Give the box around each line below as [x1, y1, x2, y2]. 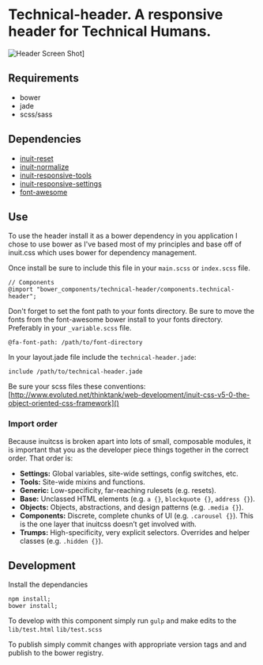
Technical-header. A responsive [8, 6, 224, 24]
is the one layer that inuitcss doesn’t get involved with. [19, 519, 197, 529]
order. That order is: [8, 453, 73, 463]
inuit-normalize [19, 162, 70, 171]
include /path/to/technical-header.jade [8, 368, 144, 376]
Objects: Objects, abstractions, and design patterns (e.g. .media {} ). [19, 502, 244, 512]
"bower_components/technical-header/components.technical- [36, 285, 235, 294]
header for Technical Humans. [8, 22, 212, 40]
